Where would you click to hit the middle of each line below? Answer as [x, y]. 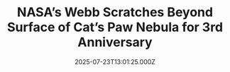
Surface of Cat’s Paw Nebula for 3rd [115, 27]
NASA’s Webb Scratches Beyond [115, 12]
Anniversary [115, 42]
